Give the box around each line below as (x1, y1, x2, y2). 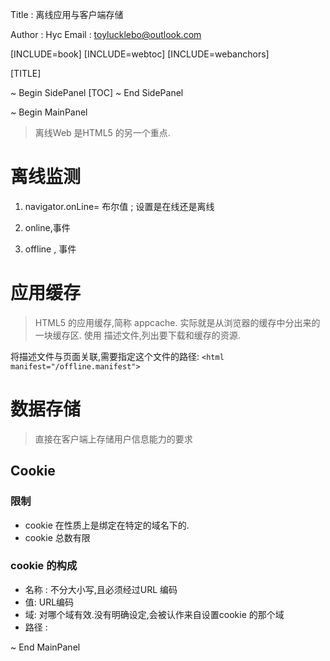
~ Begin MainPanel (10, 106, 88, 118)
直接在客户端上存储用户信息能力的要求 (34, 433, 193, 445)
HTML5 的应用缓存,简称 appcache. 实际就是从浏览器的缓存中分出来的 (34, 316, 321, 328)
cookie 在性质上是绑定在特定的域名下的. (24, 519, 190, 531)
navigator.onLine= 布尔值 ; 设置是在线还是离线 (24, 200, 215, 212)
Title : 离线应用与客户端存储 (10, 9, 124, 20)
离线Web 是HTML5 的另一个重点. (34, 127, 171, 138)
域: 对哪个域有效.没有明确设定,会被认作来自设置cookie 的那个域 (24, 608, 285, 620)
